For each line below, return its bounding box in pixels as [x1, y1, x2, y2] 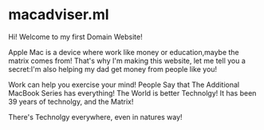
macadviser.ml [8, 6, 109, 24]
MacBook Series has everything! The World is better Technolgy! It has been [8, 88, 257, 97]
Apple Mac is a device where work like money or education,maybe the [8, 47, 239, 57]
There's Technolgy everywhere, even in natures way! [8, 112, 183, 121]
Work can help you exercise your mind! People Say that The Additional [8, 80, 240, 89]
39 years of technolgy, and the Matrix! [8, 97, 134, 106]
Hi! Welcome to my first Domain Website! [8, 32, 143, 41]
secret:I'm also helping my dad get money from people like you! [8, 64, 218, 73]
